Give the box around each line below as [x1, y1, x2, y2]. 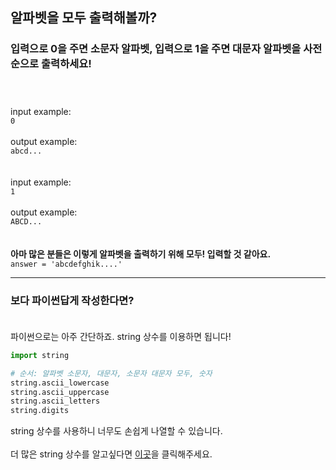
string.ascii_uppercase [10, 387, 110, 397]
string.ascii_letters [10, 396, 101, 407]
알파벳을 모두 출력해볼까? [10, 9, 158, 27]
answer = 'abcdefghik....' [10, 259, 123, 269]
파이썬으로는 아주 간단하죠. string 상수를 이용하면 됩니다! [10, 330, 232, 342]
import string [10, 350, 70, 360]
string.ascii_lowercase [10, 378, 110, 388]
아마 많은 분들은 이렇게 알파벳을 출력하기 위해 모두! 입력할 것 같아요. [10, 248, 272, 260]
